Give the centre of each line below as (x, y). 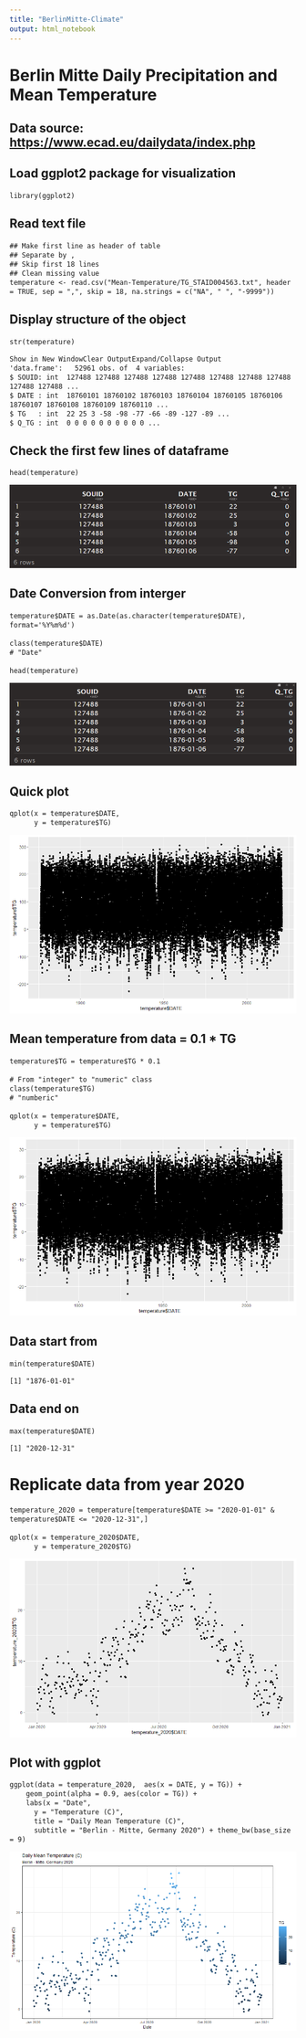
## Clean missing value (55, 273)
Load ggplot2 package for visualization (123, 174)
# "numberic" (34, 1098)
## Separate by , (42, 255)
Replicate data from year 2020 (127, 1484)
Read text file (48, 224)
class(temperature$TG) (52, 1088)
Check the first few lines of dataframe (119, 451)
